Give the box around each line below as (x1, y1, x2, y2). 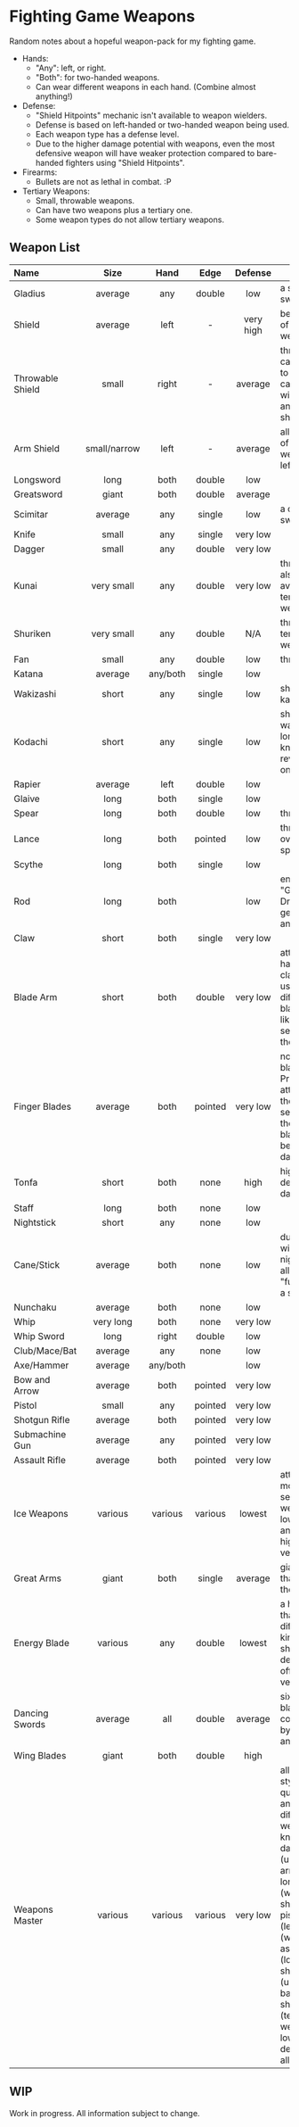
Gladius (13, 287, 46, 300)
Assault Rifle (13, 1453, 67, 1466)
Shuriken (13, 627, 52, 640)
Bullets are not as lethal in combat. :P (35, 176, 172, 186)
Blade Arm (13, 990, 58, 1003)
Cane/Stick (13, 1258, 61, 1270)
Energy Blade (13, 1636, 69, 1649)
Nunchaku (13, 1301, 57, 1313)
